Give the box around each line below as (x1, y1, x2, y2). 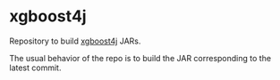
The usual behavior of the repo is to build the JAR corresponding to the (9, 52, 271, 63)
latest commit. (9, 62, 62, 73)
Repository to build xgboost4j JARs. (9, 36, 141, 46)
